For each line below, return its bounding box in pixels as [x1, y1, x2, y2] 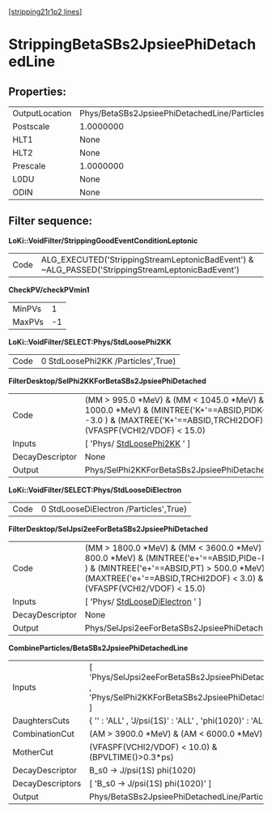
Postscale [12, 121, 50, 132]
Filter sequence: [8, 214, 93, 228]
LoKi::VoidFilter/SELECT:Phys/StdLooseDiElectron [8, 485, 182, 494]
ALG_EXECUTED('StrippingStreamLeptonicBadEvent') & [40, 254, 254, 265]
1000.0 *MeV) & [84, 404, 149, 416]
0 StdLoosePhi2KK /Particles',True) [40, 355, 176, 366]
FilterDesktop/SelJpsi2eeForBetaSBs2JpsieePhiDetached [8, 524, 209, 533]
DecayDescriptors [12, 777, 82, 789]
